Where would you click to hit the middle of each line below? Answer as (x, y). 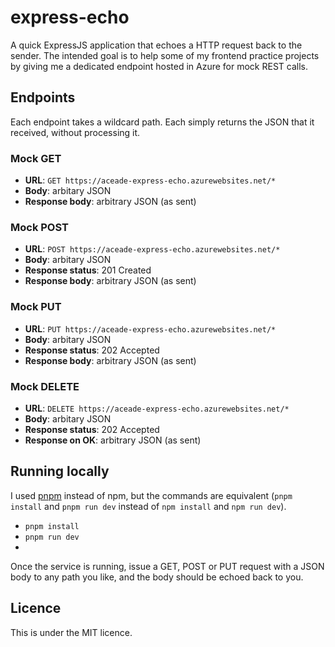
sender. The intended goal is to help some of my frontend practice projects (165, 55)
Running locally (60, 471)
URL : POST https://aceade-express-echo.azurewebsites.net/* (152, 249)
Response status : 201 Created (88, 270)
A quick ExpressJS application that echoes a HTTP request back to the (156, 45)
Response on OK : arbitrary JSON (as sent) (113, 440)
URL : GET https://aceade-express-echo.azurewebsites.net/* (150, 180)
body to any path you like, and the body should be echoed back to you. (157, 577)
